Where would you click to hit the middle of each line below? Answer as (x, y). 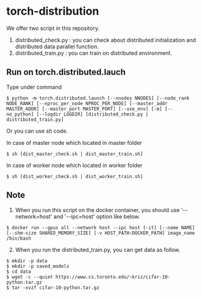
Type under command (34, 87)
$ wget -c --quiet (30, 277)
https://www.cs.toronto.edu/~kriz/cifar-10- (113, 277)
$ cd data (19, 271)
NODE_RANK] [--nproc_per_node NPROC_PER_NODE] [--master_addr (87, 103)
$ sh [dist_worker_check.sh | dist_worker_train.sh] (75, 176)
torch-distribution (53, 11)
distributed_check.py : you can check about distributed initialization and (106, 40)
